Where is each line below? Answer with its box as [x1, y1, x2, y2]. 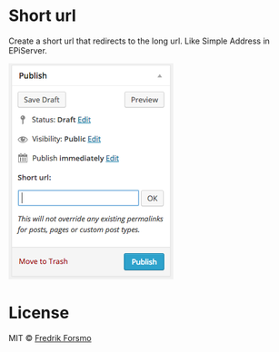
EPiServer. [8, 44, 47, 55]
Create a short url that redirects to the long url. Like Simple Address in [8, 35, 270, 46]
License [8, 303, 70, 323]
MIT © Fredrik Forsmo [8, 332, 92, 343]
